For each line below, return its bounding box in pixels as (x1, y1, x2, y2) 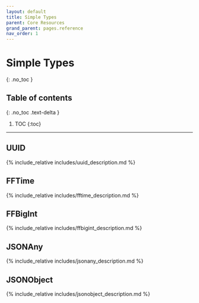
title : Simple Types (6, 14, 57, 20)
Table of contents (6, 93, 72, 103)
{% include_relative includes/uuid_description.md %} (6, 158, 136, 166)
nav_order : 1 (6, 31, 38, 37)
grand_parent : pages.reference (6, 25, 84, 31)
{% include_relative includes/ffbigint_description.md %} (6, 225, 142, 232)
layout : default (6, 8, 46, 15)
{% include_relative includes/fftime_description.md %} (6, 192, 139, 199)
